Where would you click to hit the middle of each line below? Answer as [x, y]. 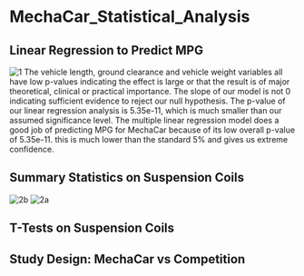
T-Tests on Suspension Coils [92, 228]
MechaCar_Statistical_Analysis [130, 17]
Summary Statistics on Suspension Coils [127, 177]
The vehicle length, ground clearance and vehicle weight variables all [153, 72]
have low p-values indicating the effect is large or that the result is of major [150, 82]
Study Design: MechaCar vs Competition [127, 259]
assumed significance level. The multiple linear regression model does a [144, 120]
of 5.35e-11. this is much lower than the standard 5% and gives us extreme [149, 139]
